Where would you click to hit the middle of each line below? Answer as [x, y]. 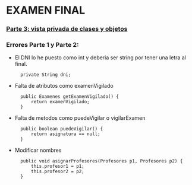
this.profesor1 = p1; [57, 167]
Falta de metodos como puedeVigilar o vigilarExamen [80, 118]
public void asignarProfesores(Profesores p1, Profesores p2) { [102, 161]
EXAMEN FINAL [46, 10]
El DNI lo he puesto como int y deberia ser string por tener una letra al [100, 58]
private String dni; [46, 75]
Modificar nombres [38, 150]
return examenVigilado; [60, 102]
